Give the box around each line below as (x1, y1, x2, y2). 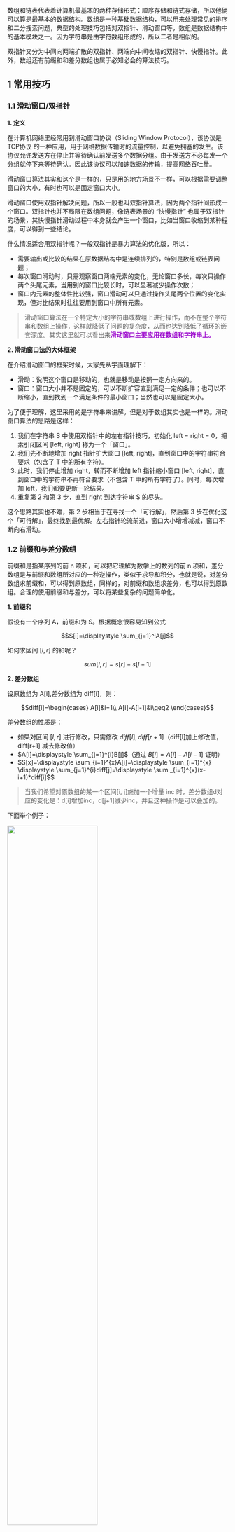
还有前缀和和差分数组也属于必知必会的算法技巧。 (31, 56, 173, 64)
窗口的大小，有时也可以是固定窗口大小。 (7, 183, 124, 191)
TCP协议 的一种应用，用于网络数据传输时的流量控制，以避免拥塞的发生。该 (7, 142, 224, 151)
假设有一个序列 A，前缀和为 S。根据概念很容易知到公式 (7, 617, 166, 626)
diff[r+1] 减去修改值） (17, 741, 79, 750)
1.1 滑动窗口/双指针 (7, 101, 70, 111)
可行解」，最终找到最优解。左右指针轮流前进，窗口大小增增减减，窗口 (19, 516, 219, 524)
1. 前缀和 (7, 602, 32, 611)
